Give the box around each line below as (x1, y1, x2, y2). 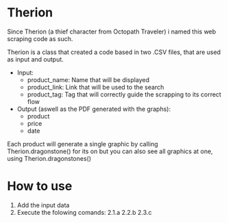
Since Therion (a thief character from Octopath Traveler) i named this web (7, 27, 216, 36)
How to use (7, 179, 73, 194)
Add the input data (16, 200, 70, 209)
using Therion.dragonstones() (7, 154, 92, 162)
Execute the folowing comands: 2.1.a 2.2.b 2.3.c (16, 208, 152, 216)
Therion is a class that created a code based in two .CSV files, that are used (7, 48, 221, 56)
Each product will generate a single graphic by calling (7, 140, 159, 148)
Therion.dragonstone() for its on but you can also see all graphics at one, (7, 147, 214, 155)
